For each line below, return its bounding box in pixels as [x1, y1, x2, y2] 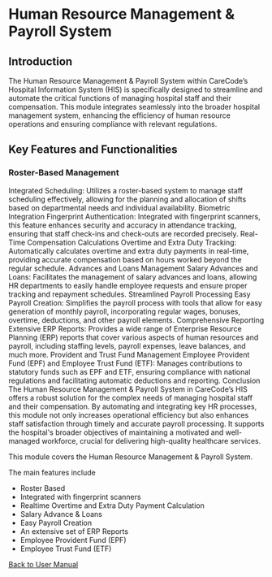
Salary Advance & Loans [19, 509, 103, 518]
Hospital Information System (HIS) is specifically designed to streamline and [8, 85, 263, 94]
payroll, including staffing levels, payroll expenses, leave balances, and [8, 341, 246, 350]
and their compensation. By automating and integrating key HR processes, [8, 401, 257, 411]
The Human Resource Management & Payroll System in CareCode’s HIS [8, 384, 248, 394]
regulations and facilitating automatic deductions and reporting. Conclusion [8, 375, 261, 385]
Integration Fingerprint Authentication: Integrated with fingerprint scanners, [8, 211, 261, 221]
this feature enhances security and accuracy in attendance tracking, [8, 220, 237, 230]
